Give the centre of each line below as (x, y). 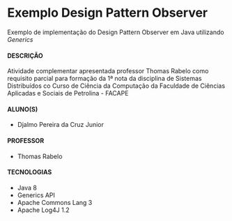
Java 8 (27, 188)
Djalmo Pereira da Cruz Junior (61, 125)
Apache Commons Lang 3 (55, 202)
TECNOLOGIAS (30, 172)
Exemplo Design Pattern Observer (108, 13)
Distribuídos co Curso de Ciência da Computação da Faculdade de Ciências (116, 86)
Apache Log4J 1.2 (43, 210)
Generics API (36, 195)
